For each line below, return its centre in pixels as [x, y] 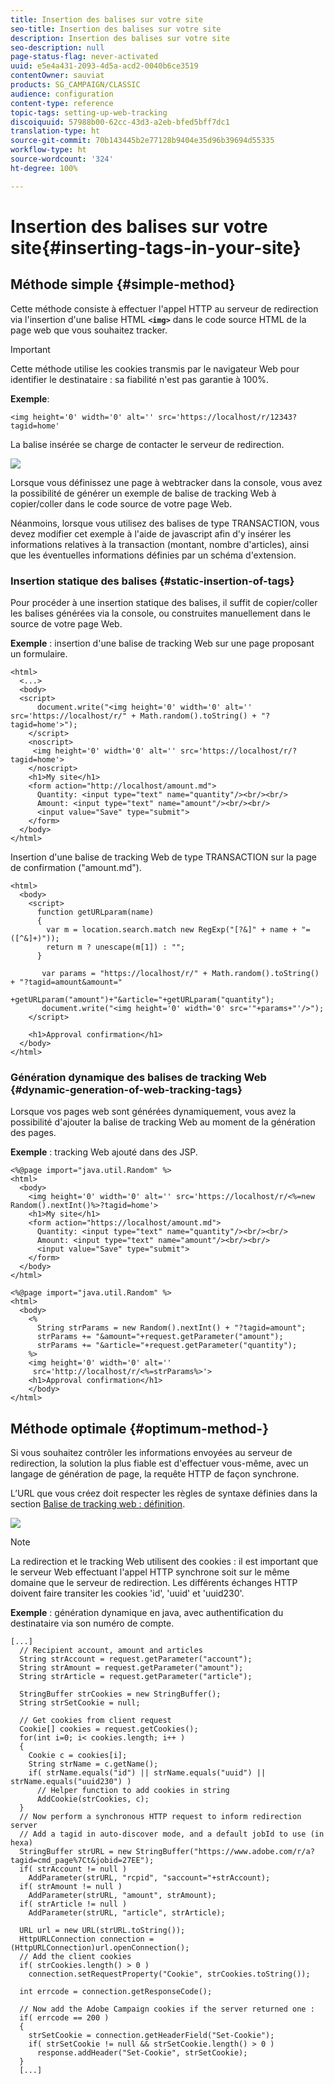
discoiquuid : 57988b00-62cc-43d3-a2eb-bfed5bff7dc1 [120, 122]
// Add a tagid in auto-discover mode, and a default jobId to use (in [172, 1834]
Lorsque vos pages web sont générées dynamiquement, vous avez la [153, 1112]
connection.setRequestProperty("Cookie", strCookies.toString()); [169, 1974]
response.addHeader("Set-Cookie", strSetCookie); [142, 2053]
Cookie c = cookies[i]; [78, 1756]
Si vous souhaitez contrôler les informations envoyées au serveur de [151, 1453]
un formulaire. [39, 653]
